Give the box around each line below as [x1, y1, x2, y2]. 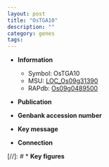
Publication [17, 98, 52, 106]
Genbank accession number [17, 112, 102, 120]
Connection [17, 138, 53, 147]
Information [17, 55, 53, 64]
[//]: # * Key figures [7, 152, 65, 161]
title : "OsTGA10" [7, 17, 58, 24]
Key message [17, 125, 58, 133]
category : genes [7, 29, 55, 37]
